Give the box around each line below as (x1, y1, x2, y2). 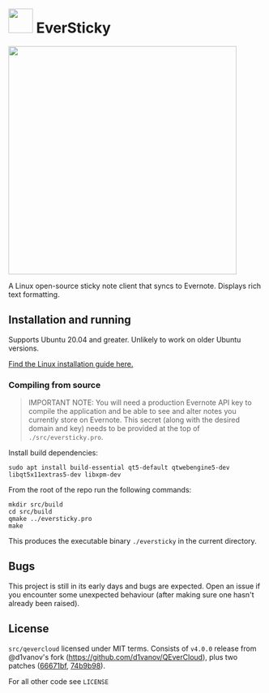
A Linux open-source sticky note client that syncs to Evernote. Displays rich (8, 281, 262, 291)
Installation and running (8, 313, 131, 327)
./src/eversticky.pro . (28, 433, 104, 442)
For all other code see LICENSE (8, 676, 109, 686)
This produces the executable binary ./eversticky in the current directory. (8, 536, 257, 546)
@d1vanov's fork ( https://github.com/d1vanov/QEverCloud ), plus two (8, 652, 238, 661)
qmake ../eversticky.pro (8, 515, 92, 523)
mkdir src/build (8, 501, 63, 509)
